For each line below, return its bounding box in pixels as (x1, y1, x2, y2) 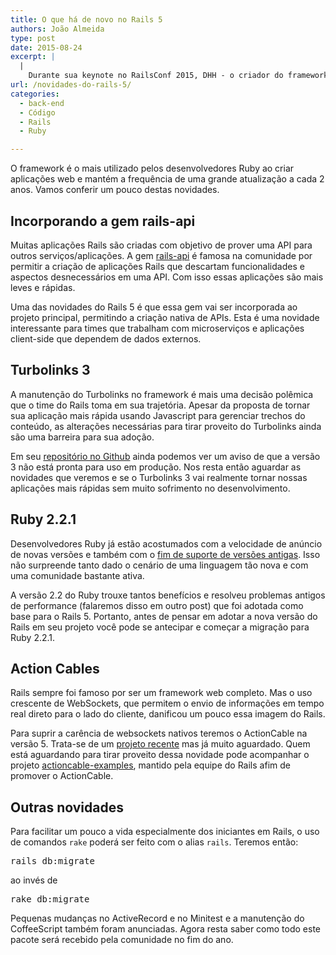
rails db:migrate (10, 856, 95, 867)
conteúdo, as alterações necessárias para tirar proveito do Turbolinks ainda (10, 420, 322, 432)
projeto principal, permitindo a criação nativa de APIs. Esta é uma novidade (10, 311, 320, 323)
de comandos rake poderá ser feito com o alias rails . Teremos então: (10, 836, 299, 848)
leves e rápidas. (10, 281, 76, 293)
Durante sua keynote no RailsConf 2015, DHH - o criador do (28, 71, 284, 81)
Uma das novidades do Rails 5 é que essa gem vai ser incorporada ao (10, 301, 298, 313)
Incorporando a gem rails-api (10, 212, 196, 230)
